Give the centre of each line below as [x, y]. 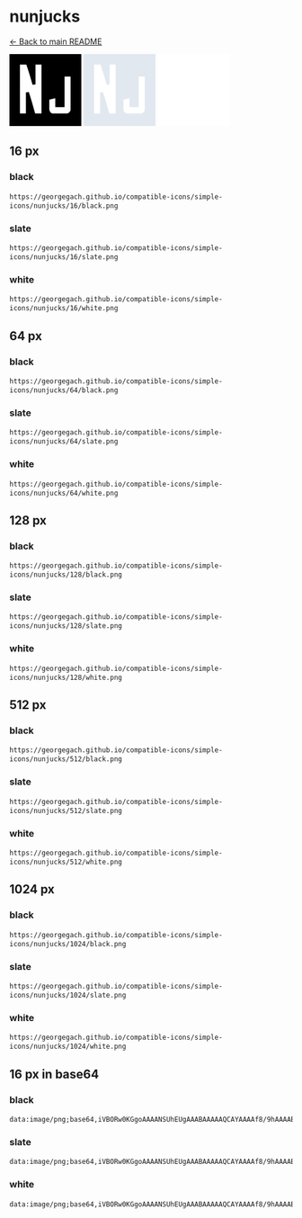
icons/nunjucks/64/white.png [64, 493]
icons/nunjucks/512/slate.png [66, 811]
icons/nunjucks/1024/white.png [68, 1047]
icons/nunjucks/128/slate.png [66, 626]
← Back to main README [56, 41]
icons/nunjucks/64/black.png [64, 390]
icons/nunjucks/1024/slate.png [68, 996]
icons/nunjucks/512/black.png [66, 759]
